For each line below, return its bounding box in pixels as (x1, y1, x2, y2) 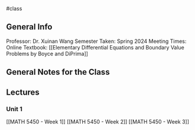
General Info (6, 22, 53, 32)
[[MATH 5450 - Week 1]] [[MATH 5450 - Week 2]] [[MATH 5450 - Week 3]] (6, 118, 190, 125)
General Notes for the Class (6, 67, 110, 77)
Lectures (6, 87, 40, 97)
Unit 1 (6, 105, 22, 113)
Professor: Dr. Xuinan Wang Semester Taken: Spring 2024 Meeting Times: (6, 38, 187, 45)
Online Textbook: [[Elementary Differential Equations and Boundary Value (6, 44, 185, 51)
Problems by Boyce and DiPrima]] (6, 50, 89, 57)
